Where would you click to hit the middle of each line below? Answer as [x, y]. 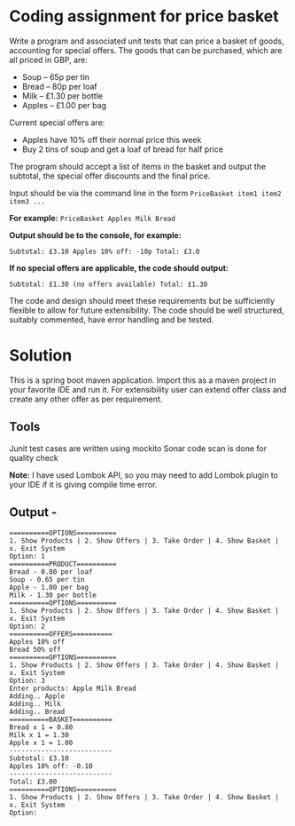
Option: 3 [27, 680]
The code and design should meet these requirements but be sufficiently [142, 300]
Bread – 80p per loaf [59, 86]
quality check [34, 457]
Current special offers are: [57, 123]
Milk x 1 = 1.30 [39, 735]
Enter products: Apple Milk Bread [73, 688]
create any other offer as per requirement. [86, 399]
